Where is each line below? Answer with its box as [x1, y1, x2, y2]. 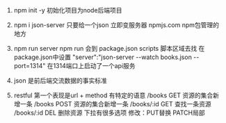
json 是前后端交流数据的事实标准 [13, 76, 108, 85]
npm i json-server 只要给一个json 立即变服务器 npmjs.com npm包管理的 [13, 21, 220, 29]
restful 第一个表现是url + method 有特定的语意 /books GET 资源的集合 [13, 91, 213, 99]
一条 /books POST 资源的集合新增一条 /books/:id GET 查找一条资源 [19, 100, 211, 108]
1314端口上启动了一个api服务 [53, 62, 136, 69]
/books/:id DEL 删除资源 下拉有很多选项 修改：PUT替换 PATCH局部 [13, 108, 205, 117]
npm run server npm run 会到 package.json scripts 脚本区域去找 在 [13, 44, 205, 52]
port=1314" [13, 62, 46, 69]
